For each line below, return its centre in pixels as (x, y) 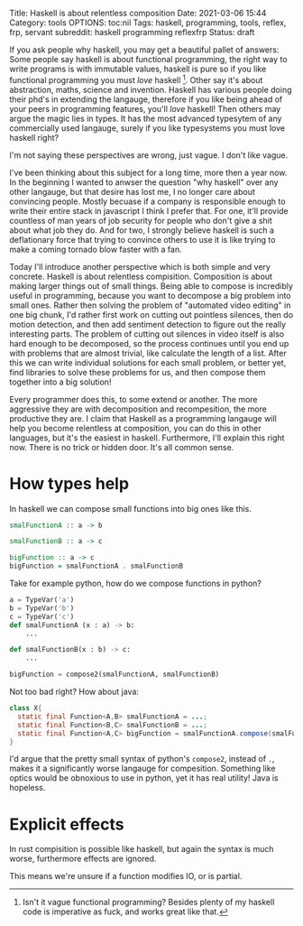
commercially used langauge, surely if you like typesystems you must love (147, 128)
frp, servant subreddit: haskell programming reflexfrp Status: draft (132, 32)
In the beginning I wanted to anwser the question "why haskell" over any (144, 182)
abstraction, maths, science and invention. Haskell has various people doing (151, 89)
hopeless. (28, 788)
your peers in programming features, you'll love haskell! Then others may (145, 108)
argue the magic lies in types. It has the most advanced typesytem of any (146, 118)
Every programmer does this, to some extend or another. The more (134, 399)
